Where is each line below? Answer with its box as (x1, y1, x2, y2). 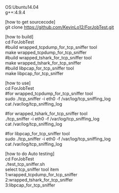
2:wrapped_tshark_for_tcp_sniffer (5, 177, 73, 183)
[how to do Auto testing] (5, 151, 55, 156)
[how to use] (5, 80, 31, 86)
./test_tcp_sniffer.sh (5, 161, 45, 167)
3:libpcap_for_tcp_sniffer (5, 182, 55, 188)
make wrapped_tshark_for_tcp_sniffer (5, 60, 81, 66)
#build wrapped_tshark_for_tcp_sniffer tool (5, 55, 92, 61)
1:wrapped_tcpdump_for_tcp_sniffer (5, 172, 78, 177)
